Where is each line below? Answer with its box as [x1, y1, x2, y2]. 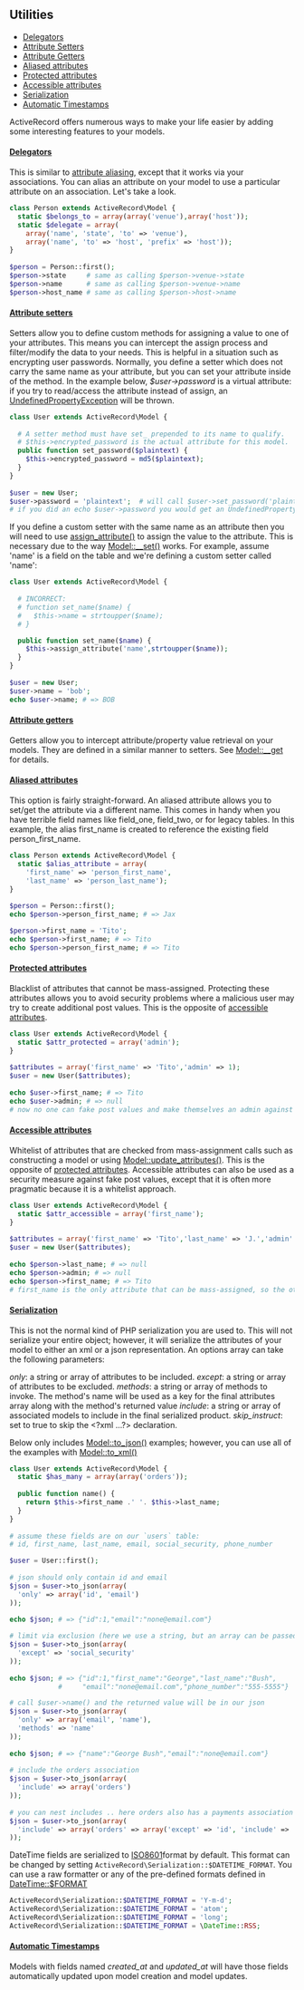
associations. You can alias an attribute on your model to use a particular [9, 177, 280, 188]
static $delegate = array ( [17, 220, 119, 229]
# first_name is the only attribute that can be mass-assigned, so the [9, 1285, 285, 1294]
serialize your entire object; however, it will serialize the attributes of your [9, 1334, 282, 1345]
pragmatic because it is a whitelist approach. [9, 1183, 176, 1194]
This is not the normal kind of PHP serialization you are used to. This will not [9, 1325, 293, 1336]
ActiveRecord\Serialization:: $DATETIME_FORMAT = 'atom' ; [9, 1905, 229, 1914]
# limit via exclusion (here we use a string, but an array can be [9, 1631, 270, 1641]
